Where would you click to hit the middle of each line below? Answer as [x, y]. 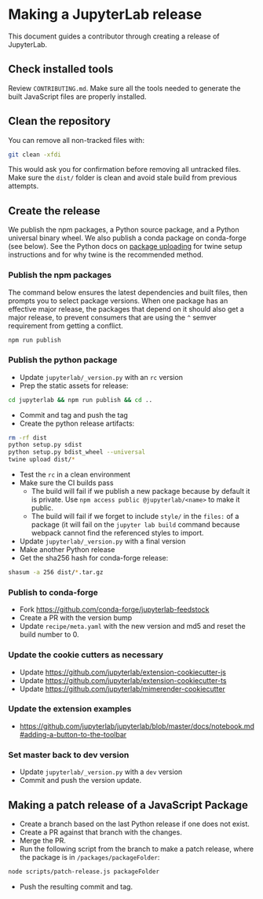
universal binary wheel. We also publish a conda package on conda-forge [128, 238]
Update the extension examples [70, 709]
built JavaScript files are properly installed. [77, 97]
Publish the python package [63, 360]
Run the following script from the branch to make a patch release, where [136, 849]
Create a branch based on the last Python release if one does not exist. [134, 824]
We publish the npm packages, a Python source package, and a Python [124, 230]
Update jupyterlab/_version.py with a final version [102, 541]
